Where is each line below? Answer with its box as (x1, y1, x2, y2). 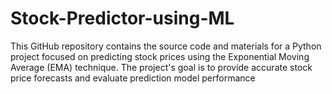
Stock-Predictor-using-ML (10, 7, 235, 30)
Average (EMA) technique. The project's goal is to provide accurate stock (10, 61, 313, 73)
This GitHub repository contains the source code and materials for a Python (10, 40, 322, 52)
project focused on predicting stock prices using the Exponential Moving (10, 50, 310, 62)
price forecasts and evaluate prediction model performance (10, 72, 256, 84)
